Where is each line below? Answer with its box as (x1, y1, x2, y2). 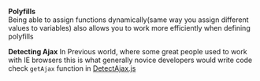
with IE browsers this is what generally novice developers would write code (8, 55, 253, 64)
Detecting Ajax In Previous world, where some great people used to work (8, 47, 247, 56)
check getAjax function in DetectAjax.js (8, 64, 136, 73)
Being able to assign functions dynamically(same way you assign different (8, 15, 249, 24)
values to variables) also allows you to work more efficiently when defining (8, 24, 251, 32)
